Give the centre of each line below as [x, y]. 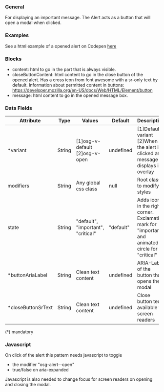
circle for [147, 249]
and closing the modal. [28, 385]
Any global [88, 183]
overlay [145, 172]
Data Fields [19, 108]
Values [90, 121]
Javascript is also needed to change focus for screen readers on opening [79, 379]
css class [87, 189]
